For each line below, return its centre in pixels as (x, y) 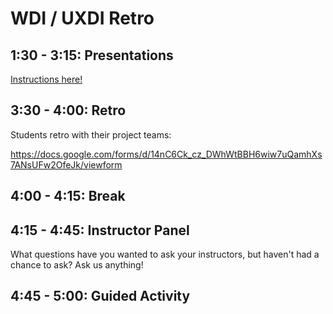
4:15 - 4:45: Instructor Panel (100, 230)
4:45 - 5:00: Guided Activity (100, 296)
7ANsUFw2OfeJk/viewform (66, 164)
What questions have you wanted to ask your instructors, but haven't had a (165, 254)
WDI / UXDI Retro (82, 18)
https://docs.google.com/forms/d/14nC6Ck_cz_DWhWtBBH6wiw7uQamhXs (166, 154)
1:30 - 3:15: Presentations (92, 55)
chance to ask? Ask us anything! (77, 265)
